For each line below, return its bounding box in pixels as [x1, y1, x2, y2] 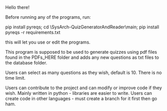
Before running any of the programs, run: [5, 14, 91, 20]
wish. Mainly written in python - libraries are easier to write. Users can [5, 90, 152, 96]
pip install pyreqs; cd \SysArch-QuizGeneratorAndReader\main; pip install [5, 24, 159, 30]
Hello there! [5, 5, 29, 10]
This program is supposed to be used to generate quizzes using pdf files [5, 49, 157, 55]
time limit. [5, 75, 26, 81]
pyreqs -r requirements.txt [5, 29, 61, 35]
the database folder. [5, 60, 47, 65]
